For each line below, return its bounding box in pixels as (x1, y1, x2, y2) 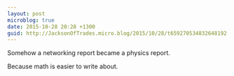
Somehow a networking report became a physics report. (7, 49, 170, 57)
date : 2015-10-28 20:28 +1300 (7, 23, 96, 30)
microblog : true (7, 17, 55, 24)
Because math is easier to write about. (7, 62, 118, 70)
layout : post (7, 10, 46, 17)
